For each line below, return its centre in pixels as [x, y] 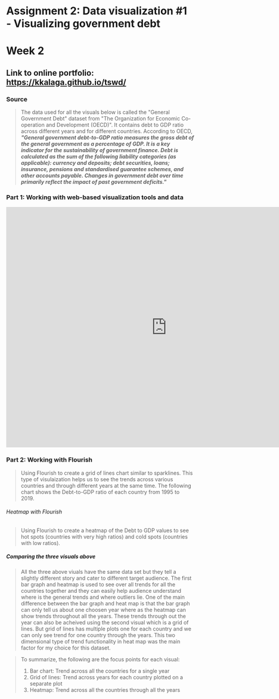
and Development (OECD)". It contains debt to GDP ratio [114, 125]
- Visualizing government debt [83, 24]
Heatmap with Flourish [34, 512]
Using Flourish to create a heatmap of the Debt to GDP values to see [105, 530]
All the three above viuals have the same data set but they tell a [98, 571]
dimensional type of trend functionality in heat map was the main [100, 641]
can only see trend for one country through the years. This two [98, 635]
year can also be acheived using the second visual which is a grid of [105, 622]
